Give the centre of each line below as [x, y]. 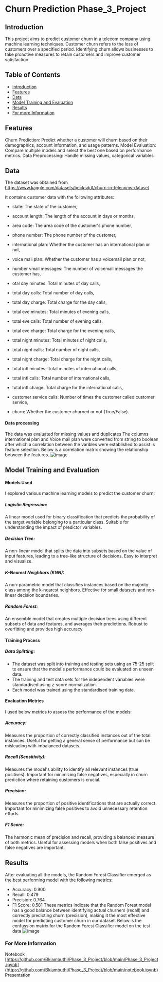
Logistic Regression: [26, 504]
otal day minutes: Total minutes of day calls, [56, 283]
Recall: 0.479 [25, 894]
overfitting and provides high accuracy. [44, 629]
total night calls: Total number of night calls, [56, 350]
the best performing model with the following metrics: [59, 880]
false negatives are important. [35, 848]
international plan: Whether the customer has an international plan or [81, 245]
